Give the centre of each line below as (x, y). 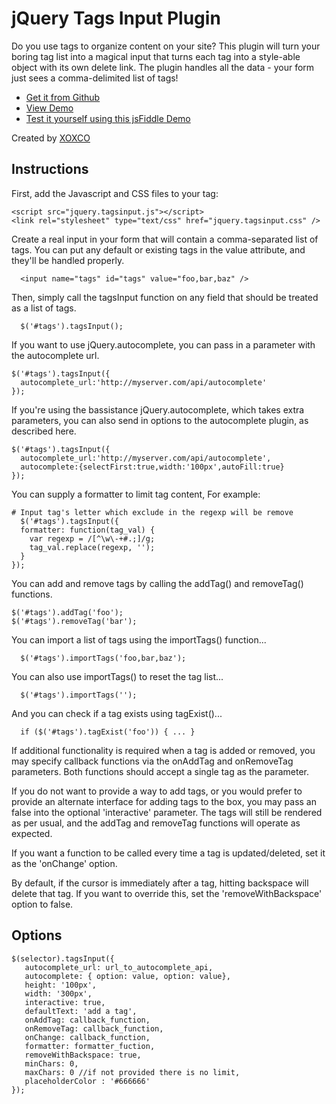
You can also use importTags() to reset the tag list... (117, 676)
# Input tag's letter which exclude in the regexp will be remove (152, 512)
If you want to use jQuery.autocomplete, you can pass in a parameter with (163, 344)
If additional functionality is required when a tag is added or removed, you (163, 750)
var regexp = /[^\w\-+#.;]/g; (92, 538)
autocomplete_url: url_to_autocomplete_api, (119, 967)
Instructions (50, 169)
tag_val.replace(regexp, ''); (92, 547)
